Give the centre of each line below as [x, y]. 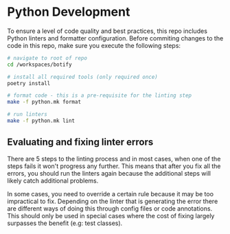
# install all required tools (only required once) [82, 77]
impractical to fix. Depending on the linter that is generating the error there [113, 201]
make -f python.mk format [44, 102]
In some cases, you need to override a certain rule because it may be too [111, 194]
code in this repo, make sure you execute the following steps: [94, 45]
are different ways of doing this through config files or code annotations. [110, 208]
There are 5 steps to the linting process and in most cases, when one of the [114, 159]
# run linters [27, 115]
